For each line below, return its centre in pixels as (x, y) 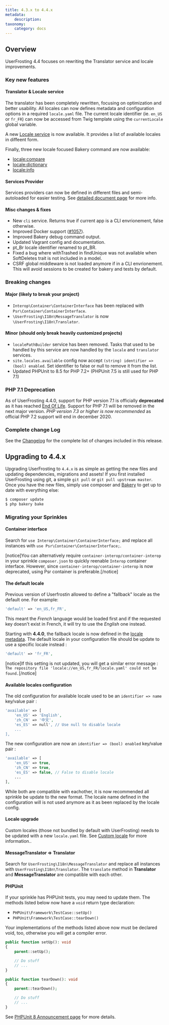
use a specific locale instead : (36, 645)
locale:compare (29, 159)
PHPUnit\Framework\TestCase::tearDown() (55, 918)
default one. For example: (32, 600)
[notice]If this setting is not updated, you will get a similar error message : (82, 663)
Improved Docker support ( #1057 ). (48, 232)
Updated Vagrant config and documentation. (59, 242)
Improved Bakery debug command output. (57, 237)
